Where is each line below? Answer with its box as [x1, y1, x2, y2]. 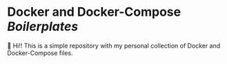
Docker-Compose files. [7, 49, 74, 57]
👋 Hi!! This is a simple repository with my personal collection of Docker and [7, 41, 221, 50]
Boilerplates [7, 19, 79, 34]
